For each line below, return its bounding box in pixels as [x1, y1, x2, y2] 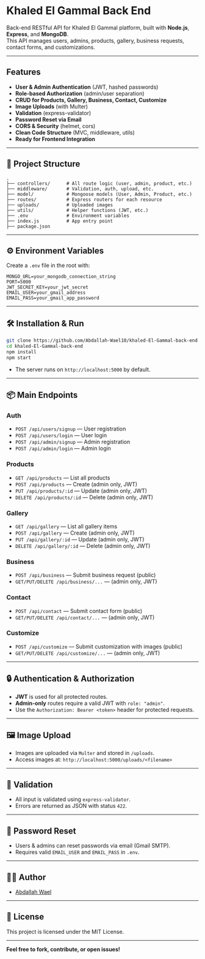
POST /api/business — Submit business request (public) [15, 571, 156, 579]
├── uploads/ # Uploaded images [6, 201, 113, 208]
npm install [6, 348, 37, 355]
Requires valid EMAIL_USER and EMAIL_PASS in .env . [15, 849, 140, 856]
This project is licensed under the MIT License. [6, 928, 124, 935]
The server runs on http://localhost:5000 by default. [15, 366, 151, 373]
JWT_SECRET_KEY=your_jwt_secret [6, 284, 88, 291]
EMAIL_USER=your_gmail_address [6, 290, 86, 296]
